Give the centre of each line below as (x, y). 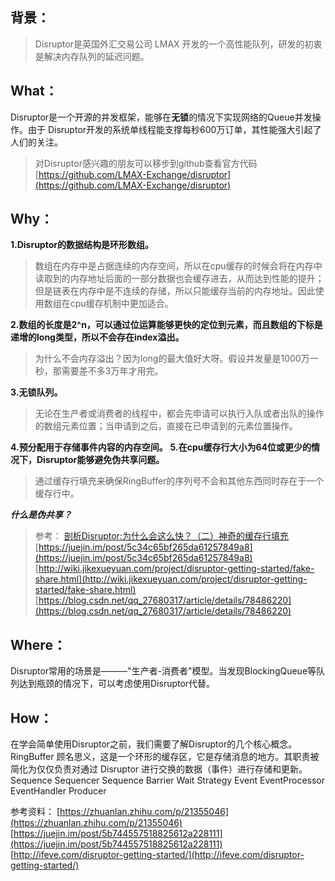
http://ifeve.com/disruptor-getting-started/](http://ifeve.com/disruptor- (159, 855)
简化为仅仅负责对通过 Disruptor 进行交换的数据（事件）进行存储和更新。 (159, 769)
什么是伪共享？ (41, 515)
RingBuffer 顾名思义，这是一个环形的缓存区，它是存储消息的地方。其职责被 (165, 757)
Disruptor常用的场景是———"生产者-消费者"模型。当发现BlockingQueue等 (163, 671)
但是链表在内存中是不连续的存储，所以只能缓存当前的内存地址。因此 (175, 291)
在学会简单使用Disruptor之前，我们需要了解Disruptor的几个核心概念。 (154, 744)
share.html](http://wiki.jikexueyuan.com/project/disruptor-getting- (171, 579)
